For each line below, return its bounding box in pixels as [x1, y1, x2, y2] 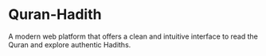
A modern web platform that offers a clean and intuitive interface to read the [8, 32, 259, 41]
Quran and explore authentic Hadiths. [8, 39, 131, 49]
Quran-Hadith [8, 6, 102, 24]
